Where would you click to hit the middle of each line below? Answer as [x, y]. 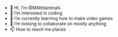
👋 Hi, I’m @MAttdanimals [35, 8]
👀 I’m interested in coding [36, 13]
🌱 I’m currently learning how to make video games [61, 18]
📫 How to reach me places [38, 29]
